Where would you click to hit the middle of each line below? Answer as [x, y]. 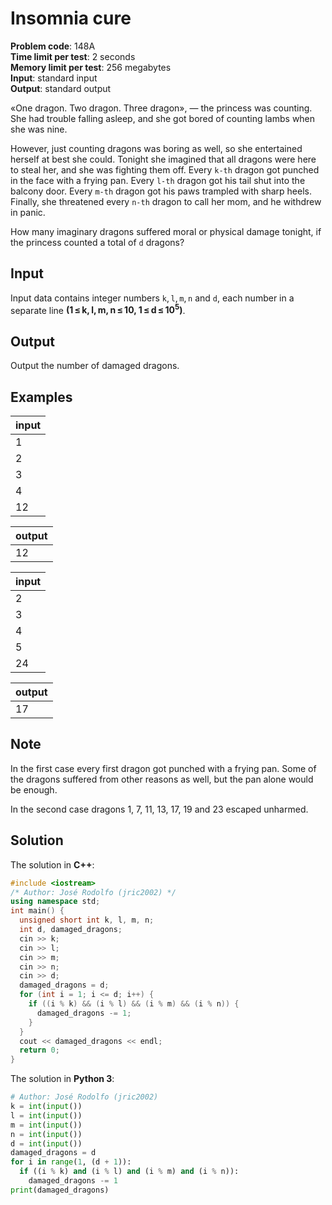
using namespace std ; [55, 902]
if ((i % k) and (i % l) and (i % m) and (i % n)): [129, 1172]
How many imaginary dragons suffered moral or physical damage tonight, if [166, 231]
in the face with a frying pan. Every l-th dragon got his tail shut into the [158, 180]
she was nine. [39, 129]
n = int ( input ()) [46, 1134]
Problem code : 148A [53, 46]
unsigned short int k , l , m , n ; [87, 920]
